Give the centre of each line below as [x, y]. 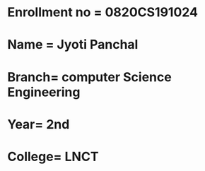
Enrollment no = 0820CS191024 [102, 12]
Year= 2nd [39, 124]
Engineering [44, 92]
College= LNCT [53, 157]
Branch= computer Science [89, 77]
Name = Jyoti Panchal [73, 45]
